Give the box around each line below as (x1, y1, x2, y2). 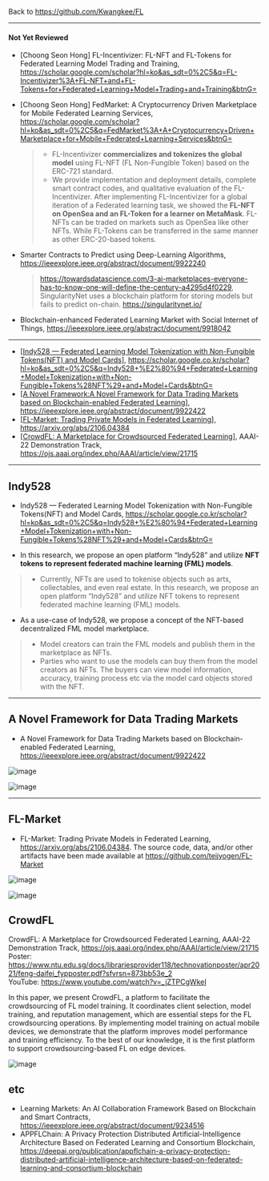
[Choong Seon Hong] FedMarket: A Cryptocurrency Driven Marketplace (19, 100, 258, 110)
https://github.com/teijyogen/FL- (145, 850, 253, 860)
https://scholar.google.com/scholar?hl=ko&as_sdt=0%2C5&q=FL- (19, 67, 238, 77)
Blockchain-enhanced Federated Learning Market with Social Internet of (19, 315, 259, 325)
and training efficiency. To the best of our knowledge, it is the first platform (8, 1035, 255, 1045)
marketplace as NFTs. (39, 648, 112, 657)
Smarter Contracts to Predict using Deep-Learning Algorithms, (19, 250, 227, 259)
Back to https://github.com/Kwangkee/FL (8, 7, 144, 16)
